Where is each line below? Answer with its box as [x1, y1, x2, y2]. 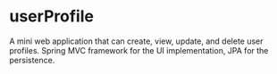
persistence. [9, 54, 55, 65]
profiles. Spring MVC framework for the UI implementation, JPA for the [9, 45, 269, 55]
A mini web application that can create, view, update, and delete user [9, 36, 264, 46]
